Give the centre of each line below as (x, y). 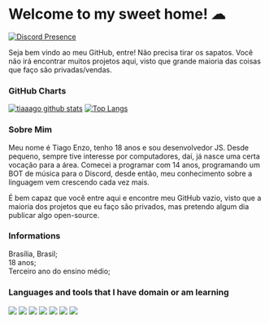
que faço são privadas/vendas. (60, 69)
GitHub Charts (37, 90)
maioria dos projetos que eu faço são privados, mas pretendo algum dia (129, 206)
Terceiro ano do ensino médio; (60, 271)
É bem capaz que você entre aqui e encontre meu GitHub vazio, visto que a (135, 198)
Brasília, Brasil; (33, 254)
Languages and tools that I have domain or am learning (119, 292)
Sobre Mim (30, 129)
